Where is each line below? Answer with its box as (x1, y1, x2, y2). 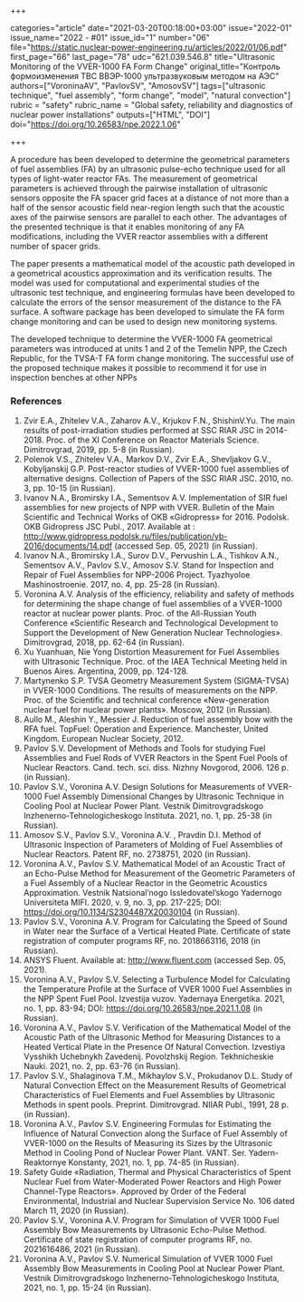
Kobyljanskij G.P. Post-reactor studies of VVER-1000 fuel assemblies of (23, 463, 290, 474)
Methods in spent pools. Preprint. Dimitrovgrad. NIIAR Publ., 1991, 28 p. (23, 1099, 289, 1111)
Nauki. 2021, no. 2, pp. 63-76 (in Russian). (23, 1061, 181, 1072)
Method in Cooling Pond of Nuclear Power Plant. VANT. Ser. (23, 1148, 247, 1159)
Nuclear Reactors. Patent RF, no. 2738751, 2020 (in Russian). (23, 849, 252, 860)
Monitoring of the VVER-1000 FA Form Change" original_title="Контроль (10, 61, 281, 72)
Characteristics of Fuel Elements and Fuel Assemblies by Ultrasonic (23, 1090, 276, 1101)
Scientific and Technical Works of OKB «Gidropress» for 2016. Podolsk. (23, 511, 290, 522)
